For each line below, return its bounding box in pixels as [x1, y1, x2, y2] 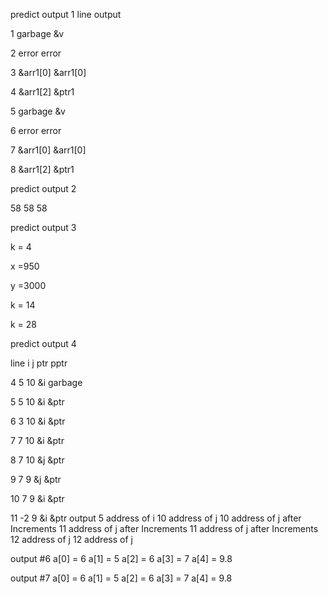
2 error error [10, 47, 62, 59]
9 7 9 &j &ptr [10, 474, 62, 485]
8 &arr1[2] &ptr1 [10, 164, 75, 175]
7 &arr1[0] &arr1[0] [10, 144, 87, 156]
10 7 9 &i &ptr [10, 493, 65, 504]
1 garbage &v [10, 28, 65, 39]
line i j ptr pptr [10, 357, 68, 369]
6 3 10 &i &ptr [10, 415, 66, 427]
